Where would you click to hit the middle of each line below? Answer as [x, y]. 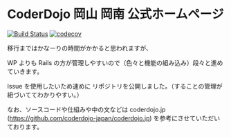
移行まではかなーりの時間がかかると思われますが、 [80, 48]
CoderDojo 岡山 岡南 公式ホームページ [115, 14]
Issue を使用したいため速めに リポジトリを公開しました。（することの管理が [115, 86]
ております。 [25, 127]
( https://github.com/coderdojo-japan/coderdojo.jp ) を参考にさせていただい [114, 118]
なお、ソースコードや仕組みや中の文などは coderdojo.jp [86, 109]
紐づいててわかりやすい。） [45, 95]
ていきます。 [25, 71]
